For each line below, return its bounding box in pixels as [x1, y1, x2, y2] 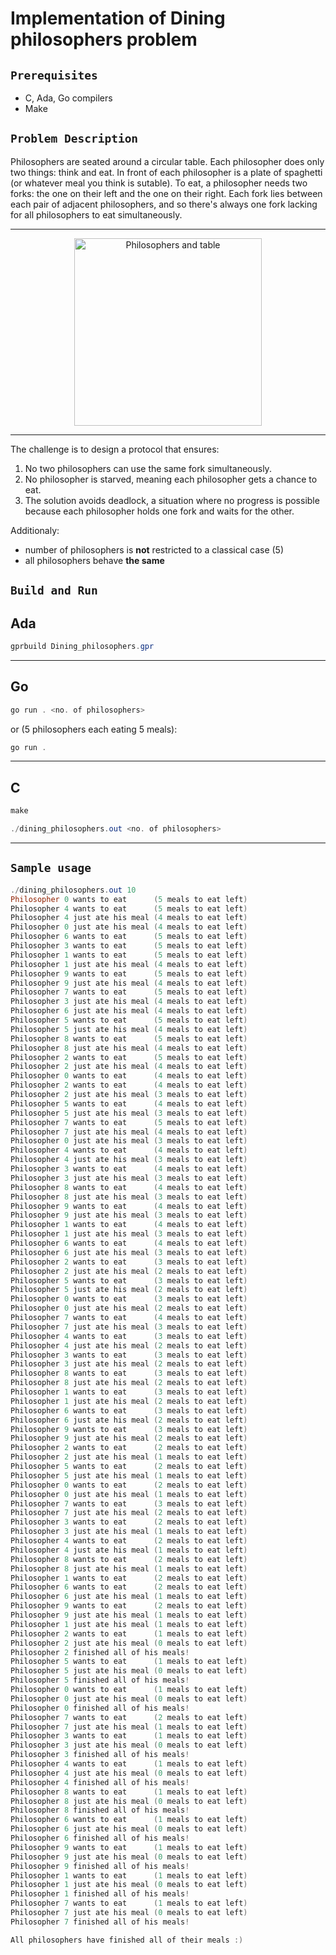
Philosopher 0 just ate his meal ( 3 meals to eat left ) [10, 1136, 248, 1146]
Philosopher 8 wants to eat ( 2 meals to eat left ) [10, 1554, 248, 1564]
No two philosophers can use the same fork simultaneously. [24, 462, 272, 474]
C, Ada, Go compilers [24, 92, 113, 104]
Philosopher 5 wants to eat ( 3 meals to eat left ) [10, 1275, 248, 1286]
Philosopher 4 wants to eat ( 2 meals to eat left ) [10, 1536, 248, 1546]
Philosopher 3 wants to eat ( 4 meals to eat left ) [10, 1164, 248, 1174]
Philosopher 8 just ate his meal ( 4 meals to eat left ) [10, 1043, 248, 1053]
